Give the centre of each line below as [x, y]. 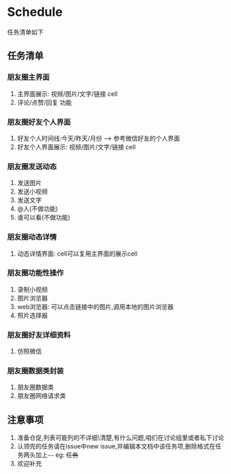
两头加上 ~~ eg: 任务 [51, 455]
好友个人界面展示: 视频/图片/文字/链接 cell [76, 146]
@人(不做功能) [38, 209]
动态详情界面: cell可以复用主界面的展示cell [77, 254]
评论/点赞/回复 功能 [44, 102]
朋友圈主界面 [29, 77]
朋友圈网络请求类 [41, 396]
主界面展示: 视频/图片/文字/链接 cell [67, 93]
